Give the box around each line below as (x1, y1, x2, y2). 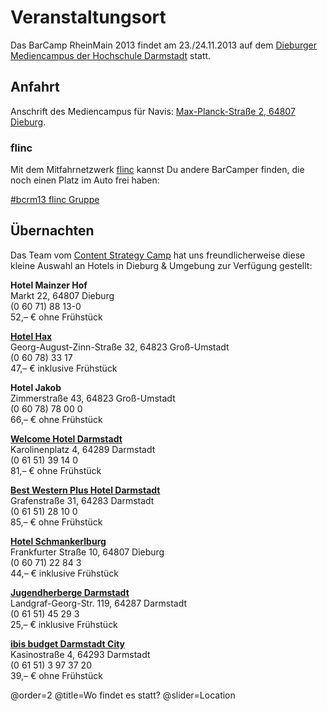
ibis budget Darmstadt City (10, 637, 126, 650)
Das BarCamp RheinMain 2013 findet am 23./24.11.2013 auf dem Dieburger (10, 39, 317, 51)
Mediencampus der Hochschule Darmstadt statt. (10, 49, 212, 61)
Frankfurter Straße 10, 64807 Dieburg (10, 546, 165, 558)
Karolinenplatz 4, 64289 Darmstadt (10, 443, 156, 455)
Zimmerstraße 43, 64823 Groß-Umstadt (10, 392, 176, 404)
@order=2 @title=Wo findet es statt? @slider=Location (10, 689, 236, 701)
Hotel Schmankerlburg (10, 535, 107, 547)
